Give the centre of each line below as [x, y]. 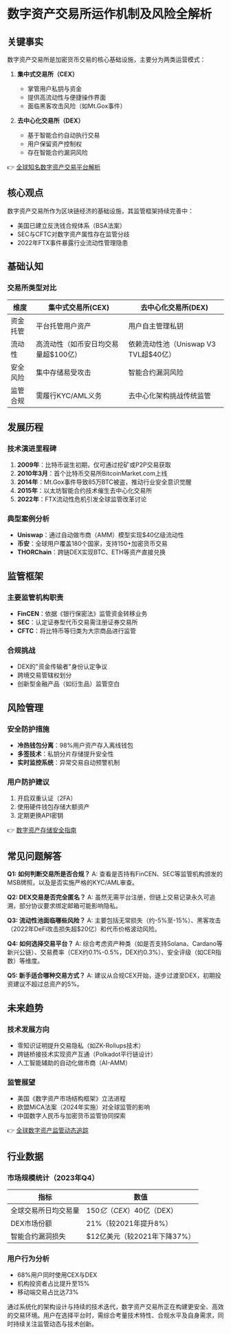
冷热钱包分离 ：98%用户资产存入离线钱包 [75, 745]
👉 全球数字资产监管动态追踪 [48, 1130]
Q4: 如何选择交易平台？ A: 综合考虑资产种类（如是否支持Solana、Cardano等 [115, 944]
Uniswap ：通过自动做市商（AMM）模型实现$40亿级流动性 [100, 535]
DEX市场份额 [32, 1223]
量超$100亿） [59, 354]
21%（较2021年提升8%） [130, 1223]
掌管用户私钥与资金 [55, 89]
